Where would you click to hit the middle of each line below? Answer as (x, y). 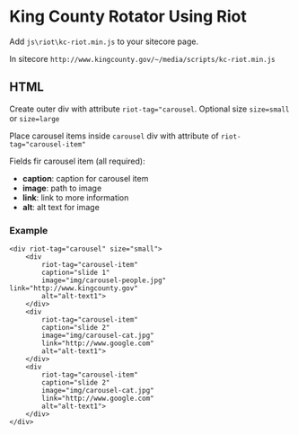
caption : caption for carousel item (85, 178)
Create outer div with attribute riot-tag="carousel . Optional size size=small (149, 109)
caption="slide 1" (76, 273)
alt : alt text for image (61, 207)
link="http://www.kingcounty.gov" (74, 289)
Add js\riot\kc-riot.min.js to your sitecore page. (104, 41)
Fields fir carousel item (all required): (77, 161)
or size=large (35, 118)
